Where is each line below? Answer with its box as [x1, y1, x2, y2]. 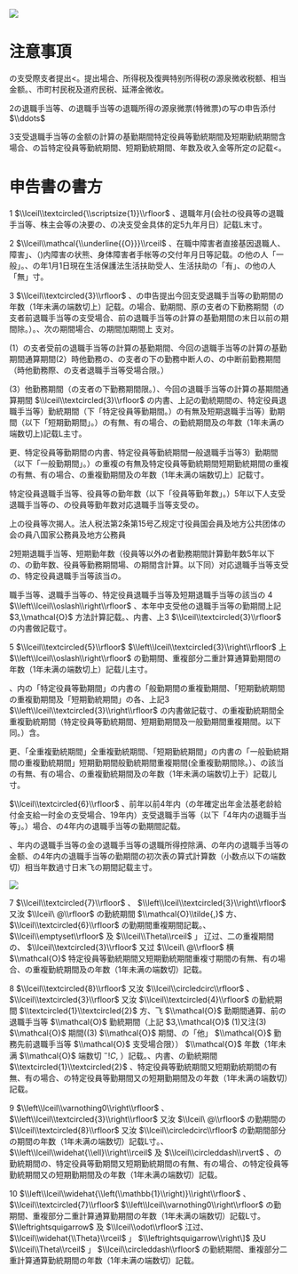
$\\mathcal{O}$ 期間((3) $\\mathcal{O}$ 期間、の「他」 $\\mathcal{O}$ [9, 1028, 272, 1038]
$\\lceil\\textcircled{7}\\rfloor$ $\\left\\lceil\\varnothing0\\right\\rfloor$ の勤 [9, 1199, 282, 1210]
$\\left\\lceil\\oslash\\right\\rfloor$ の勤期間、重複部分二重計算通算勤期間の [9, 652, 282, 663]
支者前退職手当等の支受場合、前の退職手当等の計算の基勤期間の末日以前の [9, 312, 281, 323]
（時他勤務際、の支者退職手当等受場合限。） [9, 365, 169, 375]
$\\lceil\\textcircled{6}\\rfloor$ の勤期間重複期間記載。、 [9, 919, 211, 930]
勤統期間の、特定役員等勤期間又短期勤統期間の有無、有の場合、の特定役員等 [9, 1157, 289, 1169]
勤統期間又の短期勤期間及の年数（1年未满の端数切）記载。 [9, 1169, 223, 1180]
